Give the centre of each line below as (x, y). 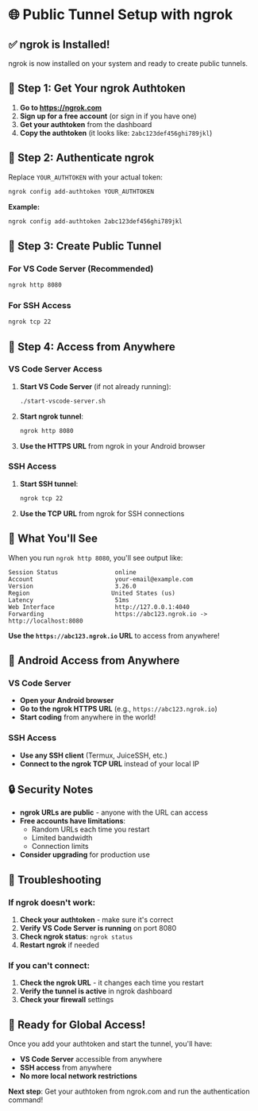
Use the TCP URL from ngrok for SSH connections (102, 513)
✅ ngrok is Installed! (59, 44)
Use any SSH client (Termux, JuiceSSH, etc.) (94, 755)
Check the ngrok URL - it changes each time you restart (112, 983)
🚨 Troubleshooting (55, 880)
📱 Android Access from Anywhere (94, 660)
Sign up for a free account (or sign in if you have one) (108, 116)
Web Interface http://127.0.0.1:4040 (99, 607)
